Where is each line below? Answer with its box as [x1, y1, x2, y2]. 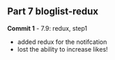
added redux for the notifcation [17, 38, 107, 46]
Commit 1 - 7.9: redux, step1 [7, 24, 88, 32]
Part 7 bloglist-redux [7, 6, 99, 17]
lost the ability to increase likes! [17, 45, 108, 53]
